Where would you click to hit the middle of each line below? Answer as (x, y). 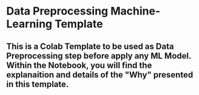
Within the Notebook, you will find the (79, 65)
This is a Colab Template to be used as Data (90, 46)
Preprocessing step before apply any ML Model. (99, 56)
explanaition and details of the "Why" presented (100, 75)
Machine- (135, 11)
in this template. (38, 84)
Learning (29, 24)
